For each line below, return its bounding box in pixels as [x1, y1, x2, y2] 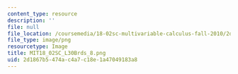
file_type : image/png [7, 37, 72, 44]
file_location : [7, 30, 52, 37]
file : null [7, 23, 40, 30]
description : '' [7, 17, 55, 24]
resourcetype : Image [7, 43, 69, 50]
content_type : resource [7, 10, 78, 18]
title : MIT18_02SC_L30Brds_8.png [7, 50, 106, 57]
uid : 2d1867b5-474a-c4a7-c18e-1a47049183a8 [7, 56, 138, 63]
